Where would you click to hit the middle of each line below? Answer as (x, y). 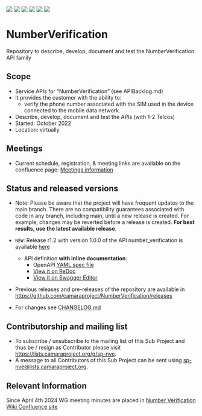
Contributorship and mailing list (67, 326)
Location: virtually (37, 129)
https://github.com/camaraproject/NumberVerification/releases (94, 296)
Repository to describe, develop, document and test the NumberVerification (100, 51)
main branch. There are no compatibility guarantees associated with (99, 210)
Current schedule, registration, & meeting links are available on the (98, 163)
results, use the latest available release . (66, 229)
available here (32, 247)
